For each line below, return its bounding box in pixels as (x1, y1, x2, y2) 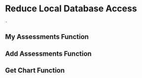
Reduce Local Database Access (5, 3, 137, 14)
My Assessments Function (5, 33, 89, 41)
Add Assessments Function (5, 49, 92, 58)
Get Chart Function (5, 66, 65, 75)
